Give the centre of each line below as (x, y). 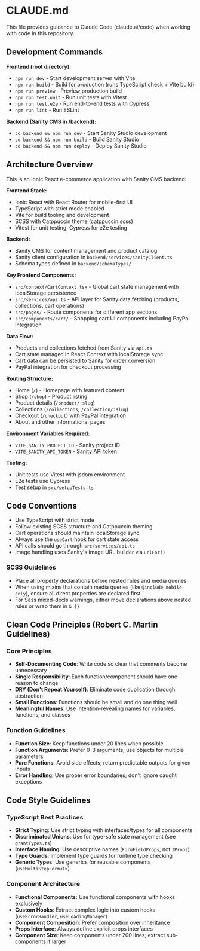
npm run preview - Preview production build (68, 91)
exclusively (29, 903)
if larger (57, 941)
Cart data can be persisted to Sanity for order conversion (85, 360)
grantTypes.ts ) (33, 843)
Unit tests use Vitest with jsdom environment (70, 474)
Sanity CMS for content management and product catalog (86, 250)
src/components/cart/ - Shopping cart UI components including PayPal (102, 318)
